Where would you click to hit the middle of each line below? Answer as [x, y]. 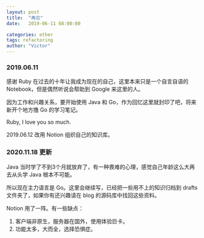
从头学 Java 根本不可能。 [43, 174]
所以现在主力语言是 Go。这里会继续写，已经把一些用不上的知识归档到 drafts [102, 187]
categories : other [30, 34]
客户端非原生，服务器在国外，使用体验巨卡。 [72, 221]
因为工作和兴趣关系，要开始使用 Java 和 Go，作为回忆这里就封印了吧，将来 [101, 102]
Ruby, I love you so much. [39, 122]
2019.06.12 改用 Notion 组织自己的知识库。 [60, 135]
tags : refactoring [30, 40]
